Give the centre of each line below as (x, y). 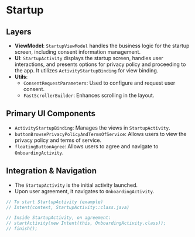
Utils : (21, 77)
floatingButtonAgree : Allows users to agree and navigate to (86, 146)
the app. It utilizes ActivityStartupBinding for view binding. (86, 70)
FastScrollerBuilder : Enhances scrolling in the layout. (89, 95)
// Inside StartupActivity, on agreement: (59, 218)
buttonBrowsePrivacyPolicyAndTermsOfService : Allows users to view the (100, 134)
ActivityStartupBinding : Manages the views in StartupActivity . (92, 128)
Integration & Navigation (51, 171)
